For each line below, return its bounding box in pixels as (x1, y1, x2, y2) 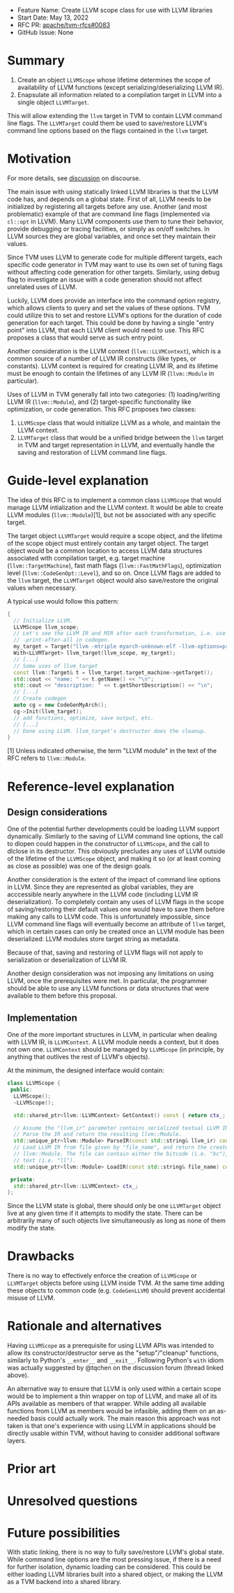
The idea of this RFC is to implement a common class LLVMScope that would (7, 495, 221, 504)
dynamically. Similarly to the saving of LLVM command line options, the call (7, 832, 224, 841)
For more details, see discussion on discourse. (7, 174, 141, 182)
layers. (7, 1436, 26, 1445)
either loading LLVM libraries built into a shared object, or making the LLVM (7, 1570, 223, 1578)
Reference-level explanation (7, 778, 175, 794)
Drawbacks (7, 1249, 75, 1264)
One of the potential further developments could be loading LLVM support (7, 824, 219, 834)
